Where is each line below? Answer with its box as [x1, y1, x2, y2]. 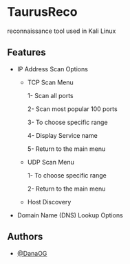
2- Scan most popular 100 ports [27, 104, 118, 113]
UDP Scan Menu [27, 158, 74, 166]
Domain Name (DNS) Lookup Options [17, 211, 124, 219]
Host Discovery [27, 197, 72, 206]
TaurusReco [7, 4, 78, 20]
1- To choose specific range [27, 171, 107, 179]
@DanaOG [17, 249, 47, 257]
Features [7, 47, 46, 58]
